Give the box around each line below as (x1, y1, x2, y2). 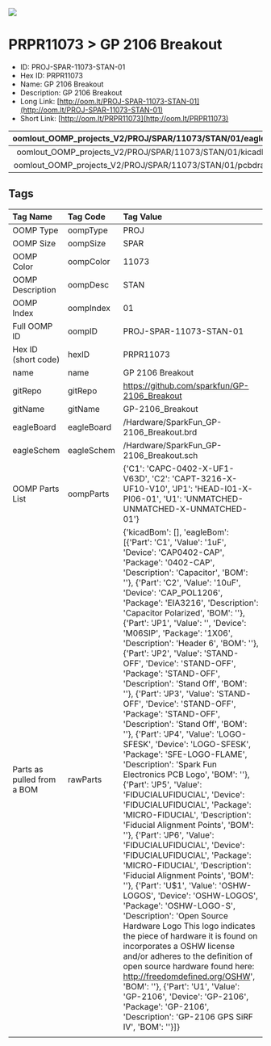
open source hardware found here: (123, 960, 255, 972)
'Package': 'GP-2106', (123, 1001, 210, 1012)
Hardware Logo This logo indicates (123, 920, 256, 931)
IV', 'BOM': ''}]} (123, 1021, 180, 1032)
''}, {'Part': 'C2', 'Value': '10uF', (123, 577, 241, 588)
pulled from (12, 774, 56, 785)
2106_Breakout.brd (123, 426, 198, 438)
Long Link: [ (19, 96, 60, 106)
